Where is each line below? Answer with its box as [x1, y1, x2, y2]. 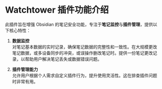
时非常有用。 [12, 78, 38, 84]
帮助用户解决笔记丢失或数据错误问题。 [25, 56, 102, 62]
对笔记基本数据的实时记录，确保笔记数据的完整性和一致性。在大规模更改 [12, 44, 157, 50]
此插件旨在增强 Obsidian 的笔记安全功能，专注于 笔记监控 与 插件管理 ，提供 [5, 21, 153, 27]
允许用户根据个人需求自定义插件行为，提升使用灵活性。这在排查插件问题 [12, 72, 157, 78]
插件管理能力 [12, 66, 38, 72]
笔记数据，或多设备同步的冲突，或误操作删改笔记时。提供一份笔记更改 [12, 50, 153, 56]
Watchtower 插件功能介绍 [5, 4, 109, 16]
